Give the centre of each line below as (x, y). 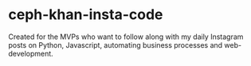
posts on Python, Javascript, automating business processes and (116, 45)
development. (31, 53)
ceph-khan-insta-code (86, 15)
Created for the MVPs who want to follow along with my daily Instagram (126, 37)
